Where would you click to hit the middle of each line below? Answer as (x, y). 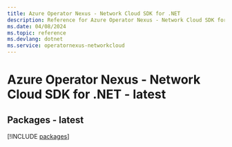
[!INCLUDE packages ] (38, 136)
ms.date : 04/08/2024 (37, 26)
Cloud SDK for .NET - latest (87, 95)
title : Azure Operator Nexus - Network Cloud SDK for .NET (94, 13)
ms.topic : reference (37, 33)
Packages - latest (46, 120)
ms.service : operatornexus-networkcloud (66, 46)
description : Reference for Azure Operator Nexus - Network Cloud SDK (111, 20)
